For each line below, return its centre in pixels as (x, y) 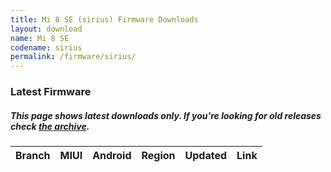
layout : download (46, 29)
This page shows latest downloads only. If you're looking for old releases (166, 115)
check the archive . (50, 126)
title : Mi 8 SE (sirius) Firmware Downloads (104, 19)
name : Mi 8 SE (40, 38)
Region (158, 156)
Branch (33, 156)
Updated (206, 156)
